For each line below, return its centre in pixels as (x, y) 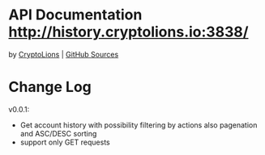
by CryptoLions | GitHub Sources (64, 54)
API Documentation (75, 15)
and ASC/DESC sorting (58, 133)
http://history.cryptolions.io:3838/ (128, 32)
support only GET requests (65, 142)
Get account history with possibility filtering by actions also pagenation (139, 125)
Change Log (50, 87)
